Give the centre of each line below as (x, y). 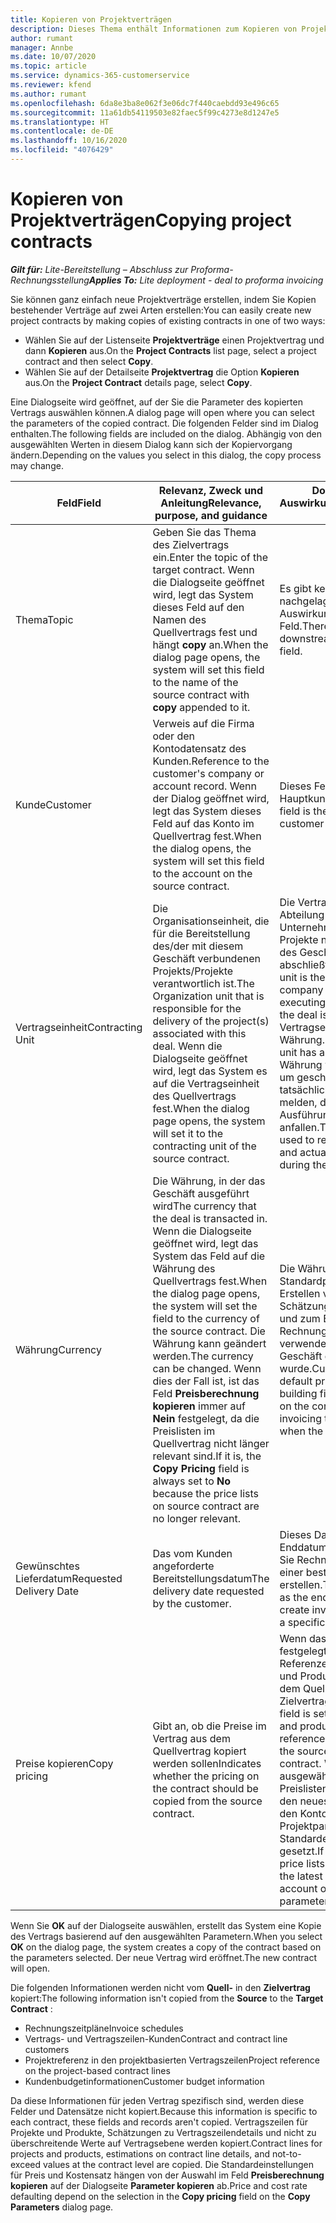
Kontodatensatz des (199, 748)
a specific (302, 1622)
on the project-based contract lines (97, 2070)
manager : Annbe (42, 47)
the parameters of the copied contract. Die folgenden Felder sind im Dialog (164, 423)
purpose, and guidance (211, 515)
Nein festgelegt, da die (206, 1418)
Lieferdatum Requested (69, 1578)
